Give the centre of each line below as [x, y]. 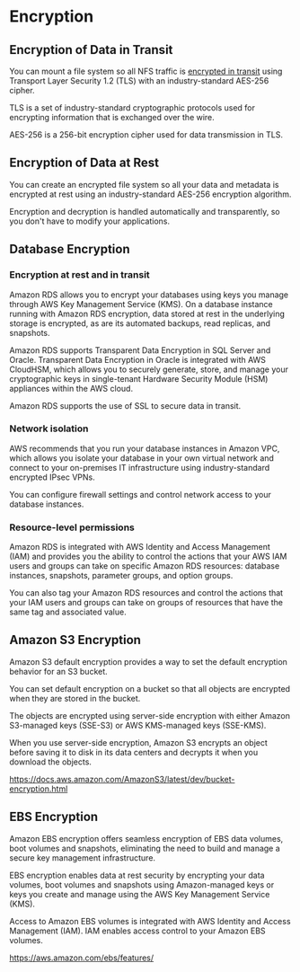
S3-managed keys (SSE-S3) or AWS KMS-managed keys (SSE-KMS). [138, 725]
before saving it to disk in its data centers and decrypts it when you [134, 752]
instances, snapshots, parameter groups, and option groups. [121, 576]
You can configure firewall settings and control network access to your [140, 494]
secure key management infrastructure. [82, 857]
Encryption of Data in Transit [91, 50]
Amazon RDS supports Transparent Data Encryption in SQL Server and [140, 350]
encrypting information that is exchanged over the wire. [112, 117]
